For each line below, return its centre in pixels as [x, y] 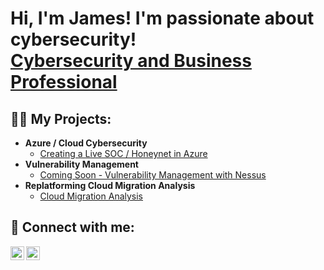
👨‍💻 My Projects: [61, 118]
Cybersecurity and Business [131, 61]
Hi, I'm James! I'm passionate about [162, 18]
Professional [64, 82]
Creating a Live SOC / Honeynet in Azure [123, 153]
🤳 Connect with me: [72, 227]
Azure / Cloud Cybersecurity [86, 143]
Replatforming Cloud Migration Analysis [110, 185]
